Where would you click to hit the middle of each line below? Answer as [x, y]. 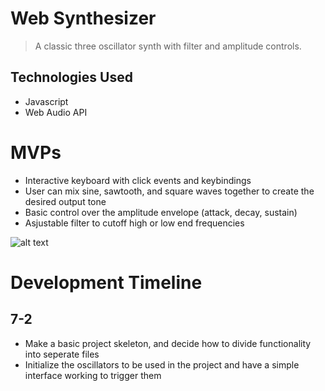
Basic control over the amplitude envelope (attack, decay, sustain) [161, 212]
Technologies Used [71, 77]
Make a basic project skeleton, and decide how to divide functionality [168, 343]
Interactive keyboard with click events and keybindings [138, 180]
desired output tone [65, 201]
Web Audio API [56, 112]
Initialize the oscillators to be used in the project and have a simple [162, 364]
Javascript [46, 101]
